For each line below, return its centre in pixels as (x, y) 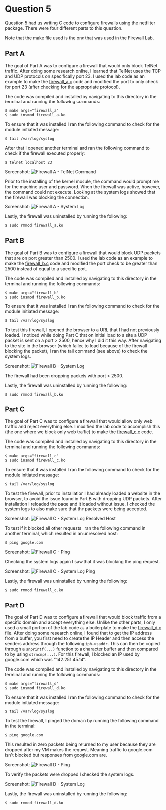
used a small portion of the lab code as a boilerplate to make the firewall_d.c (83, 628)
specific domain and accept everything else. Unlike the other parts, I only (80, 622)
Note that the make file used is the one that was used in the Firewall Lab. (80, 38)
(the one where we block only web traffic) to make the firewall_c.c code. (79, 432)
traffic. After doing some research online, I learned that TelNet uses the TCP (83, 71)
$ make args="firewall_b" (32, 293)
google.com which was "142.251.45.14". (46, 660)
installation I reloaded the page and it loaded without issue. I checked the (80, 504)
